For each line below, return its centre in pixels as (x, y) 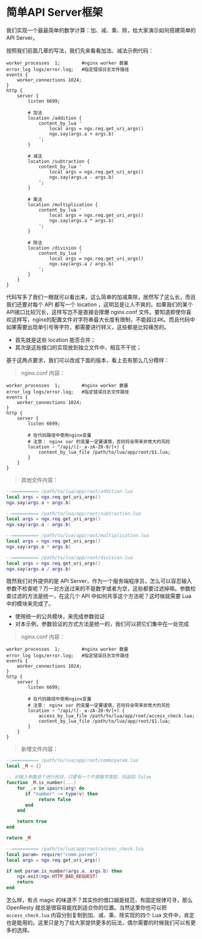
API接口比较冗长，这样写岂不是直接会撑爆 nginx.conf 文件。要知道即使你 (96, 312)
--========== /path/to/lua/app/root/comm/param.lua (72, 761)
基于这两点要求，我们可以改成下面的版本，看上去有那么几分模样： (88, 360)
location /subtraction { (59, 161)
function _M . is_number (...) (41, 783)
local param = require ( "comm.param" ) (52, 854)
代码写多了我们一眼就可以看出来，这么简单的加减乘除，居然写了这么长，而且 (101, 297)
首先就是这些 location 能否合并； (55, 340)
